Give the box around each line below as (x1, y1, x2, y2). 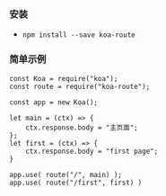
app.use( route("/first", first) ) (9, 178, 143, 187)
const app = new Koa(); (9, 97, 99, 107)
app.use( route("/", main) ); (9, 170, 123, 179)
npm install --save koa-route (22, 31, 136, 40)
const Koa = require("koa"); (9, 74, 118, 83)
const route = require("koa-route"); (9, 82, 151, 91)
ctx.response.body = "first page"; (25, 147, 159, 156)
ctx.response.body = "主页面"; (25, 123, 138, 132)
